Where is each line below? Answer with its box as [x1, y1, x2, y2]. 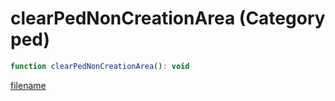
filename [10, 79, 47, 91]
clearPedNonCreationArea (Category [10, 7, 326, 30]
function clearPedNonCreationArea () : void [10, 61, 190, 71]
